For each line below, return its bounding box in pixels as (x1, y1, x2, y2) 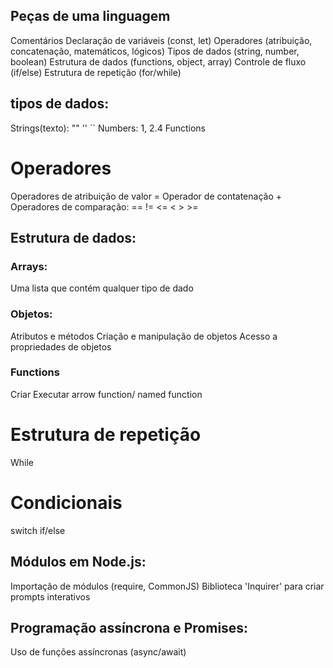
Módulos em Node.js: (10, 554, 147, 571)
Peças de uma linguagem (10, 8, 171, 25)
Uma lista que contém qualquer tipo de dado (10, 282, 194, 294)
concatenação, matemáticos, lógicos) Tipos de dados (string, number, (10, 45, 300, 57)
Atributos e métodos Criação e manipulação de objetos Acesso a (10, 330, 278, 342)
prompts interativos (10, 590, 91, 603)
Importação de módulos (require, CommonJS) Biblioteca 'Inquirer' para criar (10, 580, 325, 592)
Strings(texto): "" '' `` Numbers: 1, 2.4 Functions (10, 122, 207, 134)
